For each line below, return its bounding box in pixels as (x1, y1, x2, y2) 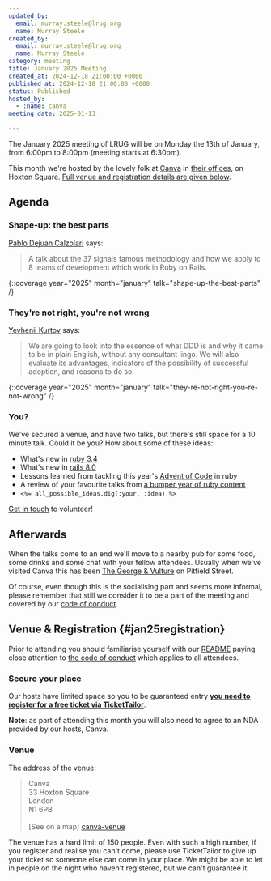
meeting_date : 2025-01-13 (8, 110, 95, 118)
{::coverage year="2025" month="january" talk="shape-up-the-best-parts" (8, 278, 261, 287)
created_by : (8, 34, 49, 43)
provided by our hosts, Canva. (8, 724, 109, 734)
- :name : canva (15, 102, 67, 110)
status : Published (8, 87, 70, 96)
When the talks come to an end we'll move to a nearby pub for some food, (8, 549, 256, 559)
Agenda (8, 195, 49, 209)
